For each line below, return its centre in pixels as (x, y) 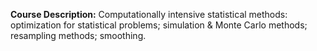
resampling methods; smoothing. (78, 35)
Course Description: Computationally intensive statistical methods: (149, 14)
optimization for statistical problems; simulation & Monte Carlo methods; (159, 25)
